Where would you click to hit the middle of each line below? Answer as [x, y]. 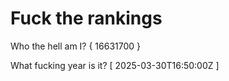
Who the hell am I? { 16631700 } [76, 46]
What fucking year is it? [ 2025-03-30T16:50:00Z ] [115, 65]
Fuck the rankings [86, 18]
